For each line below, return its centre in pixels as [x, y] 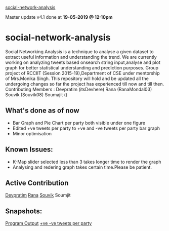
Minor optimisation [32, 133]
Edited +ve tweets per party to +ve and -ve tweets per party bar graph [86, 128]
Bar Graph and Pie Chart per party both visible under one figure [79, 123]
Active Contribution [37, 183]
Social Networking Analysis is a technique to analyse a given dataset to [79, 51]
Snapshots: [24, 211]
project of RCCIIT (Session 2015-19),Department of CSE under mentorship [83, 73]
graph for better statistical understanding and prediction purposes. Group [82, 67]
